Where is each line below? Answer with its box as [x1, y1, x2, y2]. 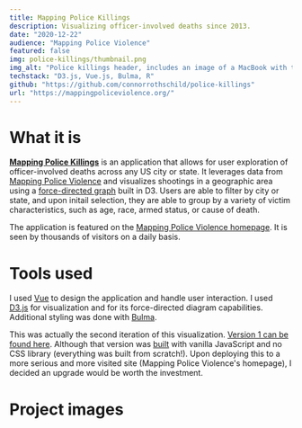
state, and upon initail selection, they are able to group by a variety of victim [9, 195, 290, 206]
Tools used [9, 263, 93, 283]
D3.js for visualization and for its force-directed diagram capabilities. [9, 302, 263, 313]
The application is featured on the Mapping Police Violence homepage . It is [9, 222, 288, 233]
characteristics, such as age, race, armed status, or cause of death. [9, 204, 261, 216]
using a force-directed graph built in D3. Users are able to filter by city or [9, 185, 280, 196]
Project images [9, 399, 124, 419]
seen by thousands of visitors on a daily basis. [9, 231, 182, 243]
